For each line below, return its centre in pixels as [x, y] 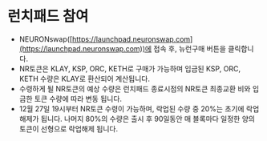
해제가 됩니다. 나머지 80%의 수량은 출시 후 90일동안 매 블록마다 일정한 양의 [137, 119]
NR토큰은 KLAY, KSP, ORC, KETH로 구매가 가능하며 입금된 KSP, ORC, [130, 68]
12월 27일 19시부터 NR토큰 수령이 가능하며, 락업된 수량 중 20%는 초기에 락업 [139, 108]
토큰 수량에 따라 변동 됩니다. [78, 99]
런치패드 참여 [48, 16]
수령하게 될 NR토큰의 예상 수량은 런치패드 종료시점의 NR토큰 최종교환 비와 [135, 88]
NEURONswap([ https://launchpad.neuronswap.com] [106, 39]
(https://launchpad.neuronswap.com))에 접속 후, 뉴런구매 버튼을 [122, 48]
